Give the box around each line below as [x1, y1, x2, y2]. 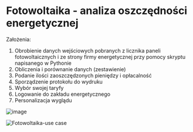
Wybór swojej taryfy [14, 84, 64, 91]
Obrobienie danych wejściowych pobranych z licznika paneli [14, 47, 161, 54]
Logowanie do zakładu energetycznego [14, 91, 110, 98]
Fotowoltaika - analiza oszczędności [6, 4, 188, 18]
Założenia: [6, 36, 31, 43]
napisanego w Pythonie [14, 60, 72, 67]
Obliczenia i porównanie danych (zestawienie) [14, 65, 126, 72]
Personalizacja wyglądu [14, 96, 72, 103]
